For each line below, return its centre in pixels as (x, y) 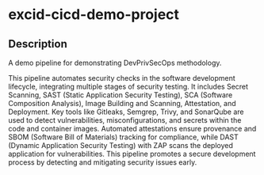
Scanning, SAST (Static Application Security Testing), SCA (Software (121, 95)
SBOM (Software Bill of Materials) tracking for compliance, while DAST (124, 137)
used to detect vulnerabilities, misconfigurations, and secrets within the (125, 120)
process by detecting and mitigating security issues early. (103, 162)
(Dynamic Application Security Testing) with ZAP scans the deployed (121, 145)
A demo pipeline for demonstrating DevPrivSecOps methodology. (115, 63)
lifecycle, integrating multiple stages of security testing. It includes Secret (128, 86)
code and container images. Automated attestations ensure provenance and (132, 129)
